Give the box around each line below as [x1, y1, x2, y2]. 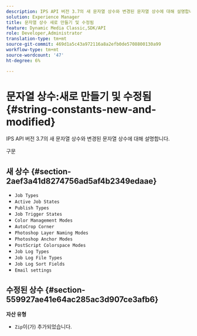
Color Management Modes [14, 218, 73, 223]
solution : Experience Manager [6, 14, 80, 20]
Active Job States [14, 199, 60, 205]
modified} [6, 115, 56, 128]
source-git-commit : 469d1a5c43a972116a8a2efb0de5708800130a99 [6, 42, 161, 47]
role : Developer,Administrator [6, 30, 83, 36]
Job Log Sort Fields [14, 262, 65, 267]
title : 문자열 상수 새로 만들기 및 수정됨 [6, 19, 94, 25]
